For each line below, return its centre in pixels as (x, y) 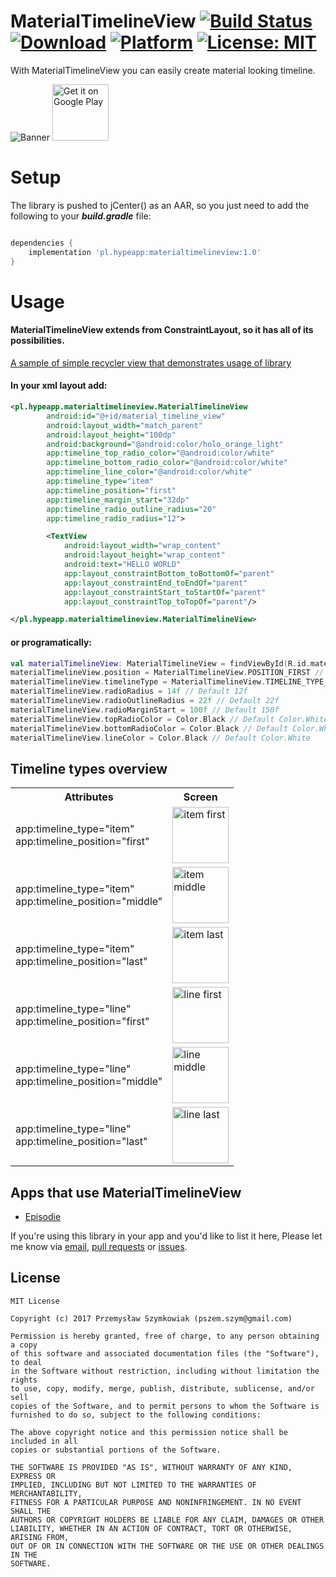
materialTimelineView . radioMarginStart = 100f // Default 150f (145, 710)
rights (24, 1380)
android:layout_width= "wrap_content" (142, 546)
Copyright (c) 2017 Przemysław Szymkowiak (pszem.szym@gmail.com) (151, 1318)
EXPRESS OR (33, 1476)
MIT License (35, 1301)
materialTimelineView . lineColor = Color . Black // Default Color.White (160, 738)
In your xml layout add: (59, 386)
